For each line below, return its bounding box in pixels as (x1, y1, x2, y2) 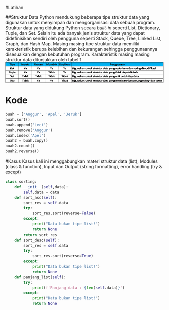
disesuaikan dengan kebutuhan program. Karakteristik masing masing (5, 51, 150, 57)
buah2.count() (5, 143, 35, 149)
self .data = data (23, 190, 59, 195)
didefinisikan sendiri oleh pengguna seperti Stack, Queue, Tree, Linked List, (5, 35, 162, 41)
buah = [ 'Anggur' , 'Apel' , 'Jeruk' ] (5, 112, 82, 117)
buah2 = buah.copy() (5, 138, 49, 143)
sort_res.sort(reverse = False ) (32, 211, 96, 216)
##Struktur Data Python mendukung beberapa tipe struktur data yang (5, 14, 150, 20)
